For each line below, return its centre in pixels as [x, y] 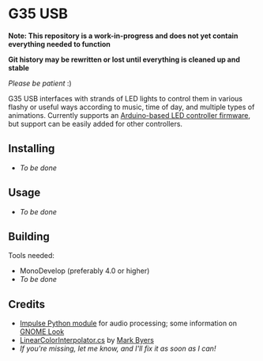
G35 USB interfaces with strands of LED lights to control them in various [126, 98]
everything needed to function [59, 44]
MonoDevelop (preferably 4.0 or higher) [85, 271]
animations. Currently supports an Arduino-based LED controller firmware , [130, 115]
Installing [32, 148]
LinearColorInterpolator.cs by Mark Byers [86, 340]
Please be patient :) [40, 83]
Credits [27, 304]
